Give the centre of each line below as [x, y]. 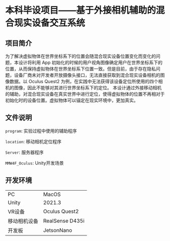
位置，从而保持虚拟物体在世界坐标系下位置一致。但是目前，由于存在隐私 [80, 69]
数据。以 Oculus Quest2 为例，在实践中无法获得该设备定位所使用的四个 [84, 81]
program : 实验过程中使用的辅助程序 [41, 131]
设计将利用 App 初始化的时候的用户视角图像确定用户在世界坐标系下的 [91, 63]
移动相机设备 [23, 221]
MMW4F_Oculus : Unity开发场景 [35, 163]
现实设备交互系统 [50, 23]
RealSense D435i [64, 221]
